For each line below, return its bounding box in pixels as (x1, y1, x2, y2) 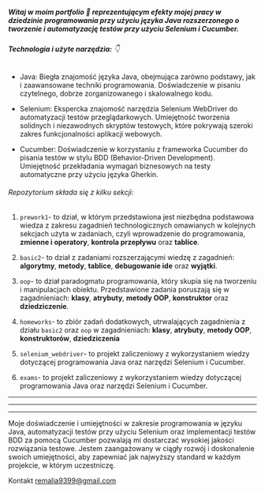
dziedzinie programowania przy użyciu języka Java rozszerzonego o (8, 15, 240, 24)
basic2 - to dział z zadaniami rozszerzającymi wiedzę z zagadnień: (19, 252, 235, 262)
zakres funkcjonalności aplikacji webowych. (19, 129, 163, 138)
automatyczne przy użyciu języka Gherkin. (19, 169, 159, 179)
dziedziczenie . (19, 301, 69, 310)
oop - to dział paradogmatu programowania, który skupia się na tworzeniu (19, 276, 257, 285)
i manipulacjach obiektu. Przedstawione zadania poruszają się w (19, 284, 230, 294)
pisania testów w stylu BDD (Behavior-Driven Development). (19, 152, 215, 162)
